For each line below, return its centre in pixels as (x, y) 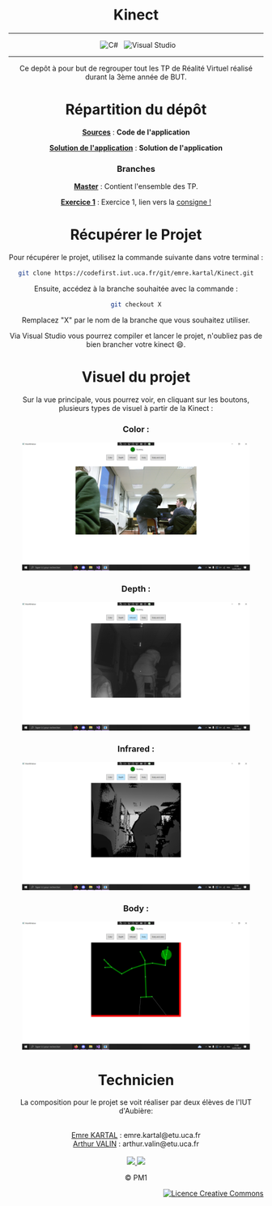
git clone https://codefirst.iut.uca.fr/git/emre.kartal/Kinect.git (136, 273)
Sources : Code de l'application (136, 132)
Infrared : (136, 749)
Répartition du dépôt (136, 110)
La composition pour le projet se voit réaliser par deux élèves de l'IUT (136, 1102)
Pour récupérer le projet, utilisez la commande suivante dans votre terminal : (136, 258)
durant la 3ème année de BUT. (136, 77)
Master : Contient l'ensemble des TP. (136, 186)
